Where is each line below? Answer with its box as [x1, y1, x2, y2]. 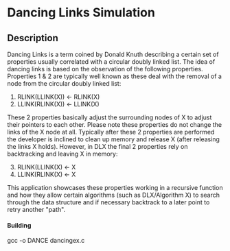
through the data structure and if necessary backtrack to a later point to [7, 198, 210, 206]
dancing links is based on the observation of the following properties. [7, 65, 204, 73]
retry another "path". [7, 206, 66, 213]
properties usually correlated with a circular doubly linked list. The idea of [7, 58, 216, 66]
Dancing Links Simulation [7, 5, 156, 21]
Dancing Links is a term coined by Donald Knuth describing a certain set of [7, 50, 219, 58]
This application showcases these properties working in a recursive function [7, 184, 223, 191]
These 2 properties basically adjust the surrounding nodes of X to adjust [7, 113, 212, 121]
